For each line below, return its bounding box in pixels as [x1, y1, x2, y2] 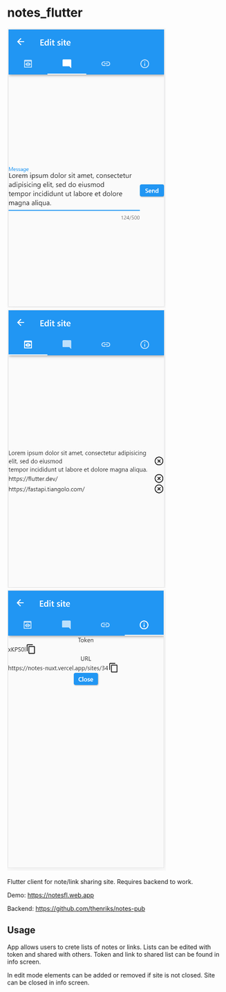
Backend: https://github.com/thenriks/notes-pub [7, 904, 146, 912]
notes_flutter [7, 5, 83, 21]
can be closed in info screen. [7, 978, 90, 986]
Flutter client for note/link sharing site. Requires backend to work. [7, 877, 194, 885]
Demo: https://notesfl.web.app [7, 891, 95, 899]
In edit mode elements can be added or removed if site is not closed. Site [7, 971, 216, 979]
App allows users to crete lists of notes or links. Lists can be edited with [7, 943, 211, 951]
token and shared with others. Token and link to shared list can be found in [7, 950, 220, 958]
